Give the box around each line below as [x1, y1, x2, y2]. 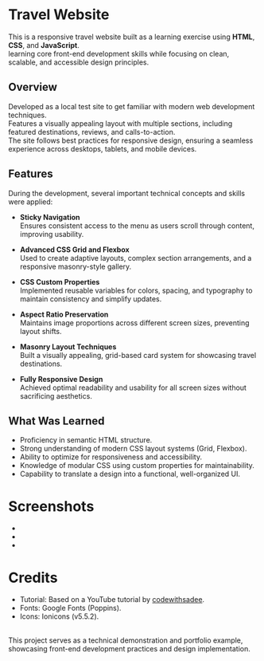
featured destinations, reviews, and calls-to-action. [8, 127, 176, 136]
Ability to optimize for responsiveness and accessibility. [19, 452, 203, 462]
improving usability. [19, 229, 84, 238]
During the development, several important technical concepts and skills [8, 188, 245, 198]
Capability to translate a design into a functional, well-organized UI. [19, 469, 241, 479]
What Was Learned [8, 414, 105, 427]
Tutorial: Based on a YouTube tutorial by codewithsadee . [19, 595, 205, 604]
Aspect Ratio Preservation [19, 309, 109, 319]
